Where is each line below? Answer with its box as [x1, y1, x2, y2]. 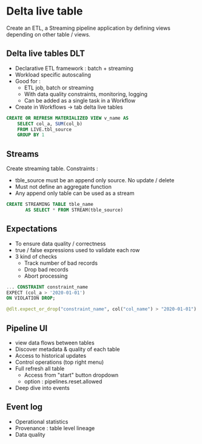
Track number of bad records [24, 259, 98, 267]
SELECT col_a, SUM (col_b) [17, 120, 83, 127]
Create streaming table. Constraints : [6, 165, 98, 172]
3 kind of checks [15, 253, 58, 260]
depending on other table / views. [6, 30, 91, 38]
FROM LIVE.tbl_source [17, 126, 72, 132]
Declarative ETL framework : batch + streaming [15, 64, 133, 72]
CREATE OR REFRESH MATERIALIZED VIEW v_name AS [6, 115, 129, 121]
